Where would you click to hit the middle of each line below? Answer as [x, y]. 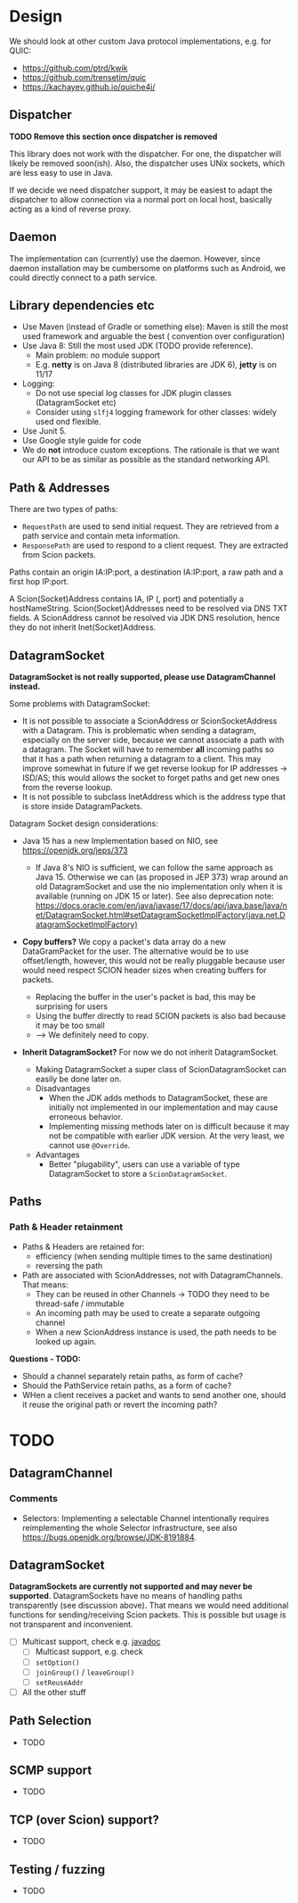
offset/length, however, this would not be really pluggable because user [153, 960]
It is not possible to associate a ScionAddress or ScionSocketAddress [149, 721]
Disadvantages [63, 1088]
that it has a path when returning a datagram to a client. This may [141, 759]
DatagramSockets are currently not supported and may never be [131, 1586]
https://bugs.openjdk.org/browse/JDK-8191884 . [109, 1537]
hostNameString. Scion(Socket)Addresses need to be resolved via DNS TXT [149, 608]
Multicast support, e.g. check [89, 1651]
